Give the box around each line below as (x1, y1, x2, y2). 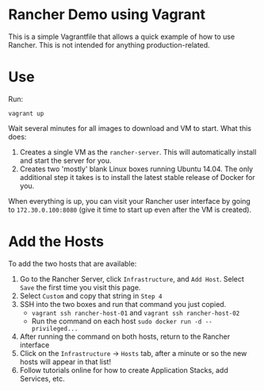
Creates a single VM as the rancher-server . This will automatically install (19, 147, 257, 156)
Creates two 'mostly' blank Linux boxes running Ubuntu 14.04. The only (19, 164, 254, 174)
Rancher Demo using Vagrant (8, 6, 206, 24)
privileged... (31, 324, 78, 332)
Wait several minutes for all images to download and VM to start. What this (8, 123, 252, 132)
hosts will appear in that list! (19, 357, 112, 366)
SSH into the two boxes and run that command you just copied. (19, 299, 227, 309)
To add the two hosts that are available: (8, 259, 137, 268)
